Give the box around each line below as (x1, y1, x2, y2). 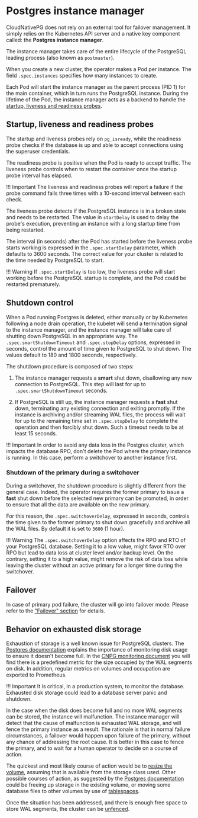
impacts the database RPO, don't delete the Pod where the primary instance (6, 447, 191, 454)
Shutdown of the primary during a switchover (6, 469, 140, 477)
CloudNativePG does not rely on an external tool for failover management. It (6, 24, 191, 31)
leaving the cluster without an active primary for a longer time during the (6, 562, 183, 569)
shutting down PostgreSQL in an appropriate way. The (6, 332, 138, 339)
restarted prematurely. (6, 280, 61, 288)
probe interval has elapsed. (6, 172, 73, 179)
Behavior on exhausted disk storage (6, 624, 142, 634)
